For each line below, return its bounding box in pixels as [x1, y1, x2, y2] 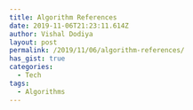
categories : [9, 63, 53, 72]
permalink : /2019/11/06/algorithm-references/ [9, 46, 185, 55]
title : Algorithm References [9, 12, 117, 22]
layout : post [9, 37, 58, 47]
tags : [9, 79, 29, 88]
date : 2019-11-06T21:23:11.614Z [9, 21, 129, 30]
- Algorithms [17, 87, 66, 96]
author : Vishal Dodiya [9, 29, 93, 38]
